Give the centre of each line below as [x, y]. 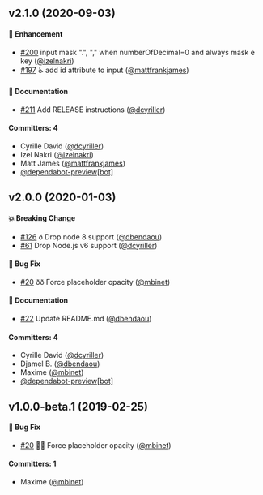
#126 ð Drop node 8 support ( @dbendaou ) [91, 237]
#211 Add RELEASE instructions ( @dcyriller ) [93, 110]
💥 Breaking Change [42, 217]
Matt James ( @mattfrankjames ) [73, 163]
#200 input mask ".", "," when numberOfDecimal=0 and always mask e [137, 52]
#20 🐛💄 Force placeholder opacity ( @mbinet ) [95, 445]
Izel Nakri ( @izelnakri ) [57, 155]
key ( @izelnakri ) [47, 61]
